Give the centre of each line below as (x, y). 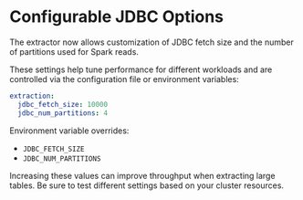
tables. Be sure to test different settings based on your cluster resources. (147, 185)
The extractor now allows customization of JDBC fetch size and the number (151, 42)
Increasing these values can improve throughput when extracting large (142, 175)
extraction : (32, 96)
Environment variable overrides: (69, 131)
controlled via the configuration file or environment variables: (124, 79)
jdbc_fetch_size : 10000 (63, 104)
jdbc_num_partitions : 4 (63, 113)
